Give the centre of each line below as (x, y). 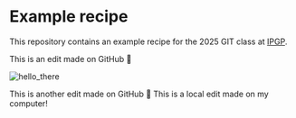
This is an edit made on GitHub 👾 (71, 59)
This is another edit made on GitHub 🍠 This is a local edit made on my (139, 94)
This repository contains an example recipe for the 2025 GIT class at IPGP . (148, 41)
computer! (29, 103)
